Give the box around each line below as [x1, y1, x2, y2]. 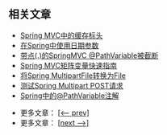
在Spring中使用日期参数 [19, 40, 99, 50]
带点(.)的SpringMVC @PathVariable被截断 [19, 51, 159, 60]
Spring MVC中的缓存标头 [19, 31, 103, 40]
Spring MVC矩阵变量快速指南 [19, 60, 118, 70]
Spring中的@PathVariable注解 [19, 91, 119, 100]
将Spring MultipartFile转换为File [19, 71, 127, 80]
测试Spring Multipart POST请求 [19, 80, 123, 90]
